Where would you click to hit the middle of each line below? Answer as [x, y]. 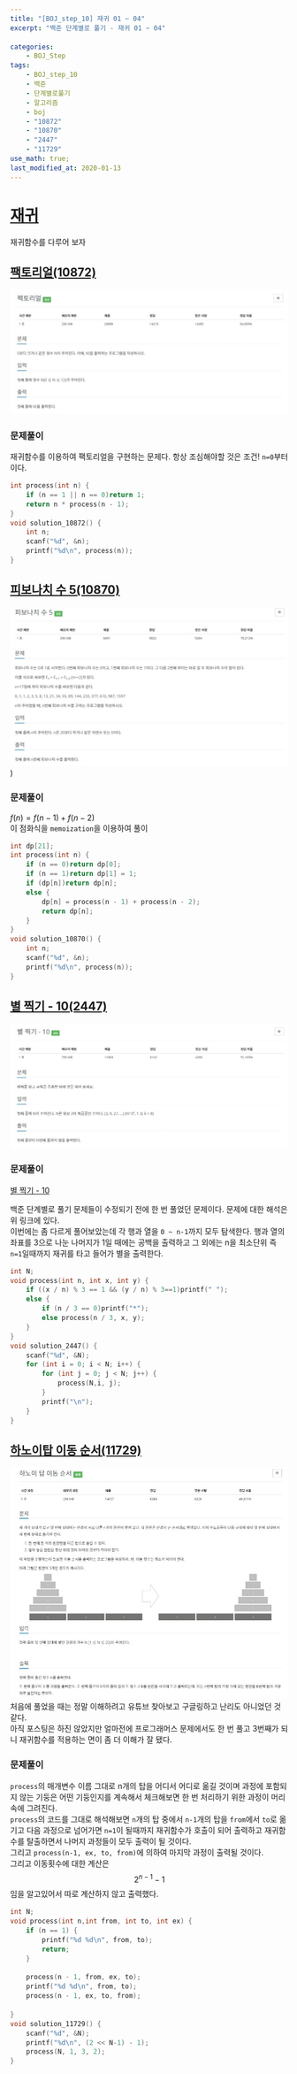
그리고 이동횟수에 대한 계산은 [60, 1863]
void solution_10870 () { [56, 939]
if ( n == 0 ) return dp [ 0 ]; [74, 864]
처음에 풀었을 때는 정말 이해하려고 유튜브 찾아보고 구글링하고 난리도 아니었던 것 [146, 1707]
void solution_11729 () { [56, 2024]
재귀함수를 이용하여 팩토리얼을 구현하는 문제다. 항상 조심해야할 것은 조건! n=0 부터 [149, 457]
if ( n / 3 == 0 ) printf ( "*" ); [95, 1309]
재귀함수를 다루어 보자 [48, 242]
